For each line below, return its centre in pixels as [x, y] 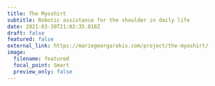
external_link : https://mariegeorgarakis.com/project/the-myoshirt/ [108, 46]
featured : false [30, 40]
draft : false [26, 33]
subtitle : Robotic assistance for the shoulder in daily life [99, 20]
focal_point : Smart [41, 65]
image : [17, 53]
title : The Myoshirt [37, 14]
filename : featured [41, 59]
